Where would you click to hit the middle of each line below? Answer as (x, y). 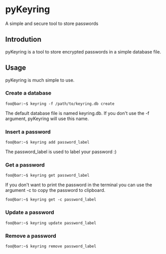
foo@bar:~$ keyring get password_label (47, 176)
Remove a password (31, 236)
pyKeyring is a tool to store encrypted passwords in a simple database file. (83, 51)
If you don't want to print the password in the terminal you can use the (79, 185)
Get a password (25, 165)
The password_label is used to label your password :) (61, 152)
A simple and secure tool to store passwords (52, 23)
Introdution (23, 39)
